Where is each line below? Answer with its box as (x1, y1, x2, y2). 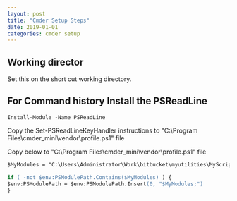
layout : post (7, 10, 46, 18)
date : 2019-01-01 (7, 23, 59, 30)
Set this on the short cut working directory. (7, 75, 132, 83)
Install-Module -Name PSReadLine (7, 114, 106, 121)
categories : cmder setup (7, 30, 80, 37)
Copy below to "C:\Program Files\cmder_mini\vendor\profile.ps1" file (7, 147, 207, 156)
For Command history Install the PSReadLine (7, 95, 208, 107)
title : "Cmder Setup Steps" (7, 17, 90, 24)
